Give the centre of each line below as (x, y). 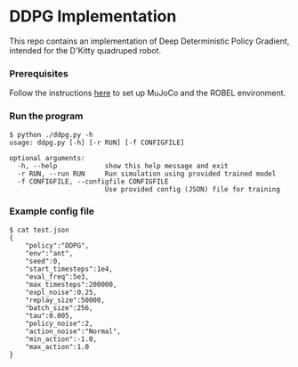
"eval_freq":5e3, (57, 277)
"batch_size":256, (59, 308)
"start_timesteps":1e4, (69, 269)
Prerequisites (39, 73)
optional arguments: (48, 158)
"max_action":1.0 (57, 347)
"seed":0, (44, 261)
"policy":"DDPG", (57, 245)
